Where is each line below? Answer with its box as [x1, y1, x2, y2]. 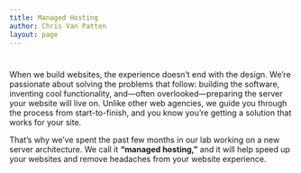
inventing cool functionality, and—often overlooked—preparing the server [9, 87, 283, 99]
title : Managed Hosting [9, 13, 99, 23]
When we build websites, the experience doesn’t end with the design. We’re [9, 68, 291, 79]
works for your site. [9, 116, 82, 127]
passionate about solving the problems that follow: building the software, [9, 78, 280, 89]
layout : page [9, 30, 59, 39]
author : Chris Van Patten [9, 22, 106, 31]
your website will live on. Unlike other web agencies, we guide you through [9, 97, 287, 108]
